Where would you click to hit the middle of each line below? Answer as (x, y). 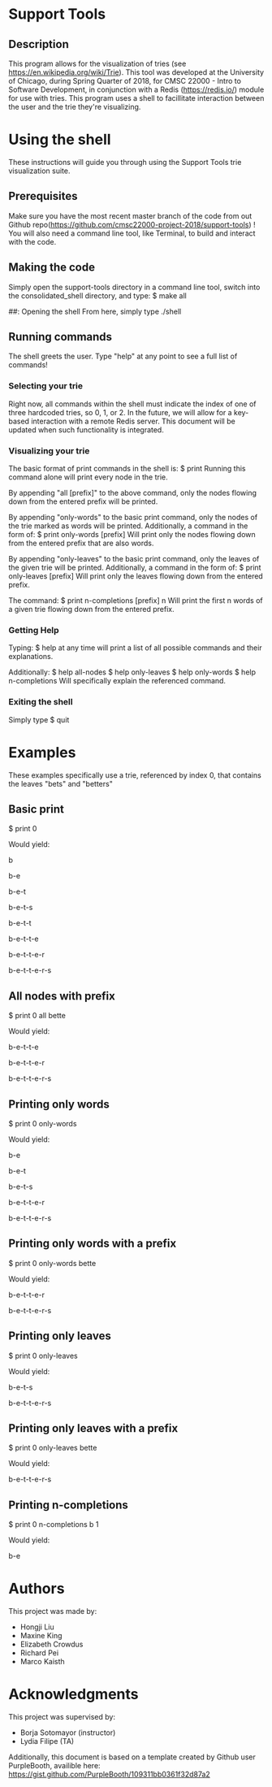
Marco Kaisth (42, 1662)
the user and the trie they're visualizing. (75, 107)
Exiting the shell (41, 702)
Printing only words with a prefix (93, 1244)
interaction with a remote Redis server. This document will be (133, 421)
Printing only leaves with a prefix (93, 1428)
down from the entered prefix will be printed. (83, 501)
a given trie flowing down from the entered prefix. (91, 609)
